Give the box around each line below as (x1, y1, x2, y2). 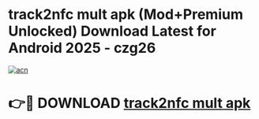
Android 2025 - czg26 (8, 39, 156, 57)
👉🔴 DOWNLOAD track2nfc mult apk (8, 95, 251, 112)
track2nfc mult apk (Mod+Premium (8, 6, 243, 24)
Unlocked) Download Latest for (8, 22, 217, 40)
